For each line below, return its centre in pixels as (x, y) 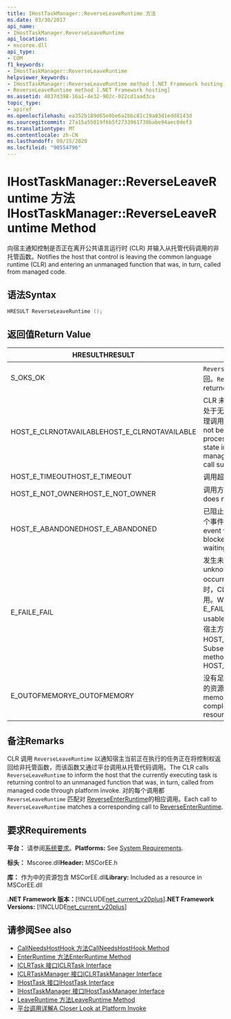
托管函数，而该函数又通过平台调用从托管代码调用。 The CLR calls (117, 767)
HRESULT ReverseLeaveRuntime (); (55, 311)
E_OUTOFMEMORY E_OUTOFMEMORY (72, 696)
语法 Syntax (32, 295)
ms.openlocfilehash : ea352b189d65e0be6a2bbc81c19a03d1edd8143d (100, 116)
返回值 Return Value (49, 335)
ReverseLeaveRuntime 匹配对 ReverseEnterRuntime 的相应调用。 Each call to (112, 799)
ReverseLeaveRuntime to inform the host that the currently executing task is (112, 775)
